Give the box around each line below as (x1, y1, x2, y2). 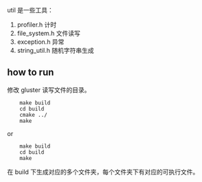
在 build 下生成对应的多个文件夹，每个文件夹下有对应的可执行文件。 (7, 168, 199, 176)
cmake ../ (19, 111, 48, 118)
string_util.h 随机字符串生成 (16, 47, 94, 54)
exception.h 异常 (16, 38, 65, 46)
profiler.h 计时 (16, 21, 57, 29)
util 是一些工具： (7, 6, 54, 14)
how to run (7, 67, 54, 78)
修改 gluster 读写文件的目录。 (7, 85, 91, 94)
